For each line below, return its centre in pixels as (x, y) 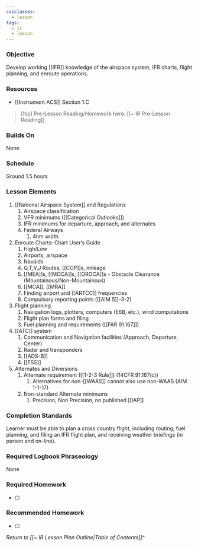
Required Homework (36, 485)
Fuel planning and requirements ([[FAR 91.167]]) (81, 325)
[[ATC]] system (33, 330)
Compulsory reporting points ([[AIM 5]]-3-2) (77, 299)
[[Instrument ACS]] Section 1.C (52, 102)
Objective (20, 55)
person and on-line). (31, 441)
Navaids (33, 261)
